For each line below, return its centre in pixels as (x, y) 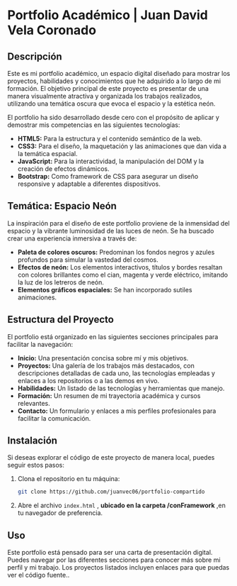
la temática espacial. (47, 154)
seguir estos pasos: (36, 465)
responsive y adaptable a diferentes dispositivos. (89, 184)
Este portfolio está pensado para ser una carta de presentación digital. (110, 553)
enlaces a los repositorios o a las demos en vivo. (88, 380)
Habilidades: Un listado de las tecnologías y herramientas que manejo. (121, 388)
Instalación (33, 441)
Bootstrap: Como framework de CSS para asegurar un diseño (108, 176)
